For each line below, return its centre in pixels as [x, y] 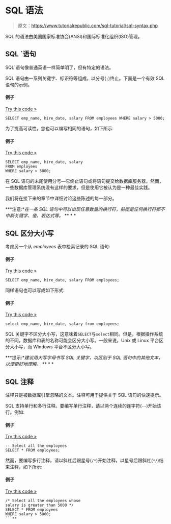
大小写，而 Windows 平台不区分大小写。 [52, 347]
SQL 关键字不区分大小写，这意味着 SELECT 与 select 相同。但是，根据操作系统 [84, 334]
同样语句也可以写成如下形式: [35, 290]
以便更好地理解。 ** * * [30, 364]
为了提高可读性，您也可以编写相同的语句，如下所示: [60, 128]
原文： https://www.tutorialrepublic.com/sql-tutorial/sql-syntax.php [88, 26]
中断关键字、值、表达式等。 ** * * [41, 216]
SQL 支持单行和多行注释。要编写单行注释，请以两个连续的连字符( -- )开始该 [83, 406]
